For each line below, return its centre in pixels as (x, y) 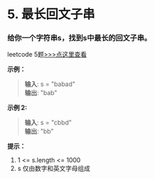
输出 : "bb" (39, 131)
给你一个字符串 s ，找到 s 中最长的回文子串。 (79, 38)
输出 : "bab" (41, 93)
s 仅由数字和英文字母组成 (54, 169)
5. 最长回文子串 (51, 14)
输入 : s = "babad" (50, 84)
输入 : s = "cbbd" (48, 122)
